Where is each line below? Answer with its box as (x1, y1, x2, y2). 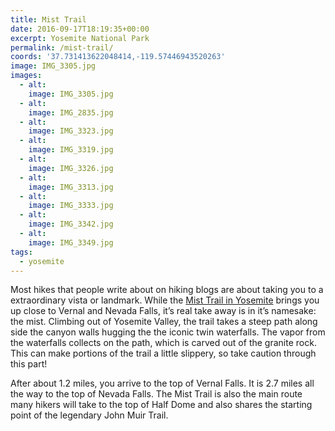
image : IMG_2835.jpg (28, 107, 114, 118)
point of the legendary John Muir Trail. (10, 409, 169, 421)
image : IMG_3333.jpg (28, 201, 114, 211)
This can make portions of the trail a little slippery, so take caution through (10, 347, 317, 360)
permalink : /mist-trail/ (10, 42, 114, 53)
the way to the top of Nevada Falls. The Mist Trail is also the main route (10, 388, 303, 400)
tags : (10, 247, 33, 257)
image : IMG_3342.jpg (28, 219, 114, 230)
